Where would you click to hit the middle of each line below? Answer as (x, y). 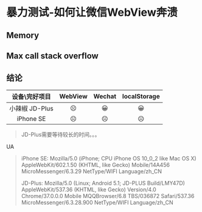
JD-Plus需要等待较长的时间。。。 (61, 134)
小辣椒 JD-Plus (31, 108)
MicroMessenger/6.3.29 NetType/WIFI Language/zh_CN (92, 171)
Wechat (105, 96)
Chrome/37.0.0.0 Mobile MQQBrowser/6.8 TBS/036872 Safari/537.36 (108, 196)
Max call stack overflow (52, 56)
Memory (23, 35)
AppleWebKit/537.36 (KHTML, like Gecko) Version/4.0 (89, 190)
